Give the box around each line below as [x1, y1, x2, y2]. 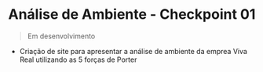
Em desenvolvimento [27, 31, 96, 41]
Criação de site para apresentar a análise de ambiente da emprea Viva [19, 46, 247, 56]
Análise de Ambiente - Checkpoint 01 [8, 5, 256, 23]
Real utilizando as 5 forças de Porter [19, 55, 137, 64]
